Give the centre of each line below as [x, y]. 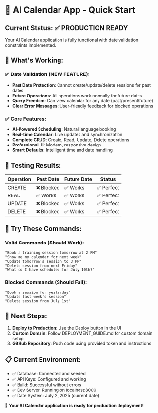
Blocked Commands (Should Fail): [46, 282]
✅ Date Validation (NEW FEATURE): [48, 74]
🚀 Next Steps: [26, 316]
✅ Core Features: [26, 119]
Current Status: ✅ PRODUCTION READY [67, 28]
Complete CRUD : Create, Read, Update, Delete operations [71, 140]
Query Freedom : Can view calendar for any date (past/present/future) [83, 100]
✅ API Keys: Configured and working [49, 379]
